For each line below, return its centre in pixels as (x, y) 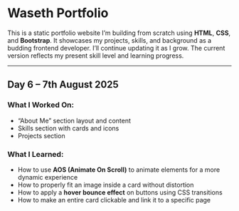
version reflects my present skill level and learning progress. (96, 56)
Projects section (41, 135)
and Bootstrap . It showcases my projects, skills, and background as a (110, 40)
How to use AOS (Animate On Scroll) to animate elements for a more (119, 170)
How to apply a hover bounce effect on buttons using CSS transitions (120, 192)
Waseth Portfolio (58, 13)
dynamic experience (48, 177)
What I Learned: (36, 154)
